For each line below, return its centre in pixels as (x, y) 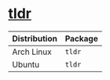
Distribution (35, 38)
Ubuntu (26, 64)
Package (81, 38)
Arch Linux (32, 52)
